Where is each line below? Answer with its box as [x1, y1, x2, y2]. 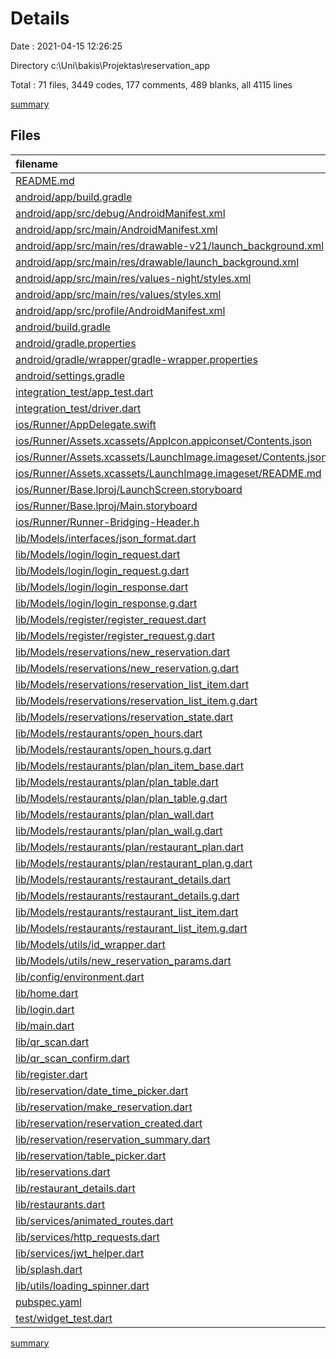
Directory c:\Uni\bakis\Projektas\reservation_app [10, 59, 211, 71]
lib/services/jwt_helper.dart [15, 1246, 145, 1260]
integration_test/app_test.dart [15, 385, 154, 399]
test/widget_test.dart [15, 1311, 113, 1325]
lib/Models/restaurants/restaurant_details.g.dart [15, 888, 240, 902]
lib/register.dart [15, 1067, 88, 1081]
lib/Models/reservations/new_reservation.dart [15, 645, 231, 659]
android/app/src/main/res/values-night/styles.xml [15, 271, 252, 285]
